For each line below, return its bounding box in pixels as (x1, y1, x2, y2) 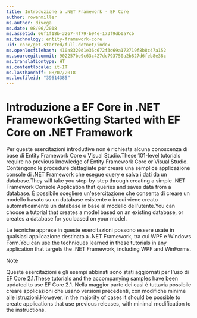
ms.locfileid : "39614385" (6, 75, 70, 81)
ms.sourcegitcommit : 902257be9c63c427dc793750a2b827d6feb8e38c (6, 53, 167, 59)
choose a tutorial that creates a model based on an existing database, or (6, 209, 183, 216)
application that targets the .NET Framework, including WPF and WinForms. (6, 245, 192, 253)
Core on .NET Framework (6, 126, 133, 140)
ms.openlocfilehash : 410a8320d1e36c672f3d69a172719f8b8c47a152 (6, 48, 167, 53)
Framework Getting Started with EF (6, 114, 181, 127)
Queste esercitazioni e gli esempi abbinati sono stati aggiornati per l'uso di (6, 269, 189, 276)
